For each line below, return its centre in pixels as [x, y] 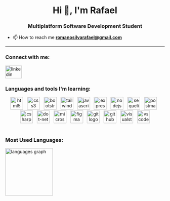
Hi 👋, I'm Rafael [85, 10]
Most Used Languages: [34, 140]
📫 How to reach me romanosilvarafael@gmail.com [67, 37]
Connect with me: [28, 57]
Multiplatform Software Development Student [85, 26]
